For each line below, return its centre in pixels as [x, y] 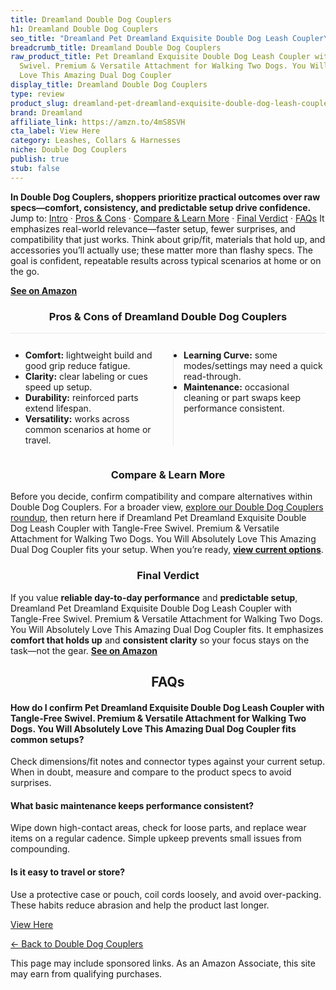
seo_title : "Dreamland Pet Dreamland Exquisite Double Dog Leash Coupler [167, 38]
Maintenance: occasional [236, 387]
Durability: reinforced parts [81, 397]
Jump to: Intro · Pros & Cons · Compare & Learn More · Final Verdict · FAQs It [167, 218]
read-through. [212, 376]
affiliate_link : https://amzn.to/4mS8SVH [98, 122]
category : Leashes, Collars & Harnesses [96, 141]
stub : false [35, 168]
